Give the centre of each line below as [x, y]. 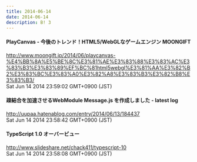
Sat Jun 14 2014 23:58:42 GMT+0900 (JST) [59, 120]
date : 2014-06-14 [27, 17]
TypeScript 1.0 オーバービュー [43, 134]
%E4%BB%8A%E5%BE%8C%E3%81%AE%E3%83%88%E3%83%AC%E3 [98, 61]
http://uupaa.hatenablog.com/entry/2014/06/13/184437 [73, 113]
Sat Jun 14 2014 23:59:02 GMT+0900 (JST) [59, 86]
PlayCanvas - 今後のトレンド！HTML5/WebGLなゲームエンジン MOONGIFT [98, 42]
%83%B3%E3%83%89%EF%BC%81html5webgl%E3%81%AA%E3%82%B [98, 67]
